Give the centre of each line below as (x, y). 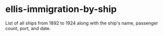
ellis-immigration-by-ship (61, 9)
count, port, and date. (28, 28)
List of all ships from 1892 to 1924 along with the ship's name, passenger (82, 23)
